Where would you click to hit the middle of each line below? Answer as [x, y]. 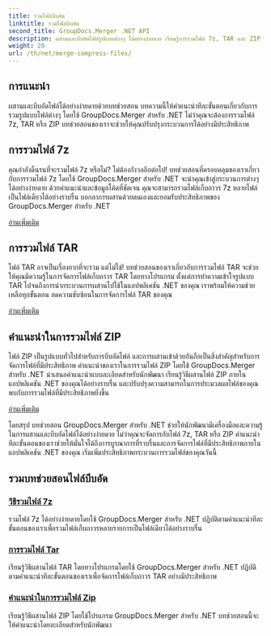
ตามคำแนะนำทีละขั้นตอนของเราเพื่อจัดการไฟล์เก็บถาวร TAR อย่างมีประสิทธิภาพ [112, 576]
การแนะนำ [29, 86]
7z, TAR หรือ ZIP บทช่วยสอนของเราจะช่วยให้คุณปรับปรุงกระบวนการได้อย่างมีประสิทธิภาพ [129, 124]
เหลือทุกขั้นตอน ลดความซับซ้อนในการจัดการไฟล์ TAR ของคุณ [90, 295]
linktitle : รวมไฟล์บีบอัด [44, 23]
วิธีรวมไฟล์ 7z [30, 501]
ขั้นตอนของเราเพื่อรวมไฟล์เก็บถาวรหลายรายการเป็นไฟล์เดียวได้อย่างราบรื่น [105, 528]
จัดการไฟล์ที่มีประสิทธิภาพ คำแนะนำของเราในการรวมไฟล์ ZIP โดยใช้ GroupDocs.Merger [132, 366]
